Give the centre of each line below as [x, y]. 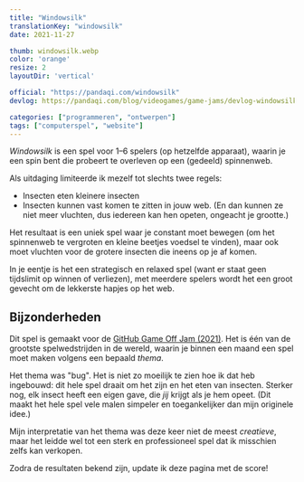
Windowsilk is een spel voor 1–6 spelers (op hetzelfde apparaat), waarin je [148, 151]
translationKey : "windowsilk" [66, 26]
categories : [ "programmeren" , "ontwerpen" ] [93, 117]
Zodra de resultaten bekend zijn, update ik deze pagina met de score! [139, 468]
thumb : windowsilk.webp [54, 51]
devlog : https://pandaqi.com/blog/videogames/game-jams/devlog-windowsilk [153, 100]
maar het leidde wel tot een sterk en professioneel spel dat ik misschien [143, 441]
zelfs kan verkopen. [46, 451]
